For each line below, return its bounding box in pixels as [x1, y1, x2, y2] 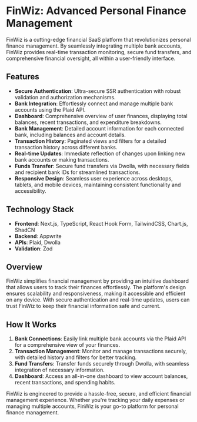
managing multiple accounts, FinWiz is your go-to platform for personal [6, 403, 179, 410]
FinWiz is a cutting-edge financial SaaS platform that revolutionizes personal [6, 36, 191, 43]
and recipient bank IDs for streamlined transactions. [14, 169, 141, 176]
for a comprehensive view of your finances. [14, 341, 121, 349]
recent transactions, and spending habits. [14, 379, 116, 386]
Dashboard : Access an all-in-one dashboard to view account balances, [14, 373, 188, 380]
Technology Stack [6, 205, 74, 215]
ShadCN [14, 226, 35, 233]
